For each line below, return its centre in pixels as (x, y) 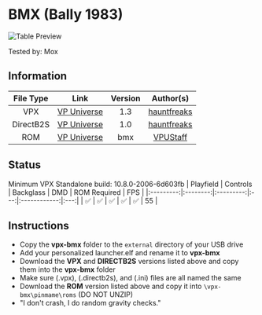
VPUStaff (170, 137)
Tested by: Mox (33, 51)
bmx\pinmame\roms (48, 295)
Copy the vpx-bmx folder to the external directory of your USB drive (131, 244)
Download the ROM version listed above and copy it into (111, 286)
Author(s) (170, 98)
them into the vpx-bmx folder (67, 269)
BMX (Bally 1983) (66, 15)
